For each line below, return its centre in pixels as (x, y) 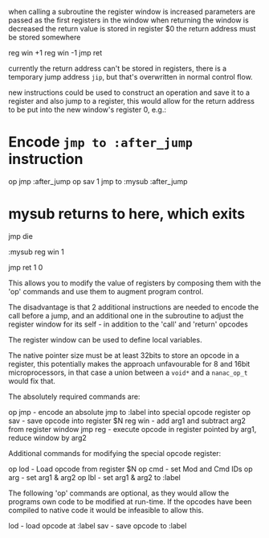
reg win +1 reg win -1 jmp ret (55, 53)
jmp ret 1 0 (26, 267)
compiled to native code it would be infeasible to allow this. (106, 510)
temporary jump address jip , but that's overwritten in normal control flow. (130, 77)
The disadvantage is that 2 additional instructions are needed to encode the (134, 307)
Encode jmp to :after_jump (100, 142)
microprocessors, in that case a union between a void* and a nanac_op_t (128, 372)
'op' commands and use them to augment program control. (106, 291)
